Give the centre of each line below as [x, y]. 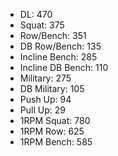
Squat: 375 [42, 25]
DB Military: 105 [52, 88]
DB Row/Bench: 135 [60, 46]
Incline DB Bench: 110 [64, 67]
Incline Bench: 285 [58, 57]
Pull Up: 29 [42, 110]
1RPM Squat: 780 [55, 120]
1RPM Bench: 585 [56, 142]
